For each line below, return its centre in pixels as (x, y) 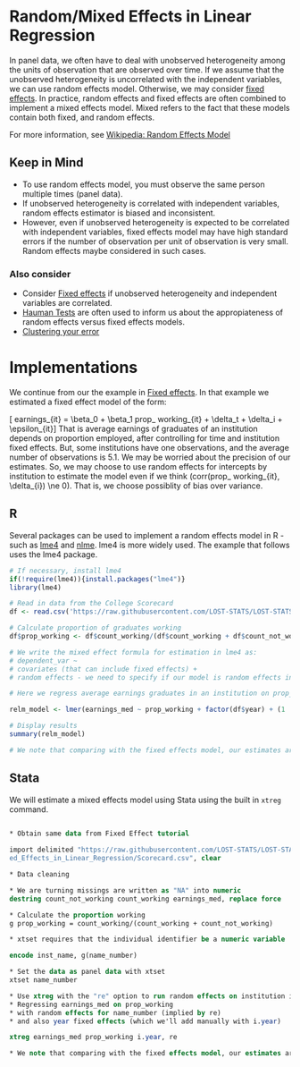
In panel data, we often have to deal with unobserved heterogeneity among (147, 60)
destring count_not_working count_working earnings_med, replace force (145, 899)
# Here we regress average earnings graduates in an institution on (139, 694)
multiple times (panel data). (72, 193)
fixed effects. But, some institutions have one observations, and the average (150, 447)
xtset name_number (43, 980)
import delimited (42, 850)
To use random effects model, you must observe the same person (143, 184)
